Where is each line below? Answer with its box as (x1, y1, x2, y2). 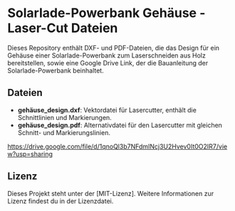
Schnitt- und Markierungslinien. (17, 128, 110, 136)
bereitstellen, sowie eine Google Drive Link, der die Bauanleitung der (7, 58, 209, 67)
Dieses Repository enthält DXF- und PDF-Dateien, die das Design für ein (7, 43, 219, 52)
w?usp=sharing (7, 149, 53, 158)
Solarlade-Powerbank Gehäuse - (7, 5, 206, 21)
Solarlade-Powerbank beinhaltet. (7, 66, 105, 75)
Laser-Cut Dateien (7, 20, 118, 36)
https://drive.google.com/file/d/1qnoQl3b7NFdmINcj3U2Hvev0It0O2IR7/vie (7, 142, 228, 151)
